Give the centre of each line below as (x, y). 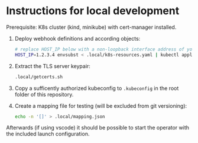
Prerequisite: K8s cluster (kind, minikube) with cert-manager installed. (91, 27)
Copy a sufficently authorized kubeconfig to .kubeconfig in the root (97, 88)
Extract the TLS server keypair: (52, 66)
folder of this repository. (44, 94)
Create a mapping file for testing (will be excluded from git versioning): (101, 106)
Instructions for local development (93, 11)
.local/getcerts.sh (39, 77)
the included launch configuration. (48, 134)
